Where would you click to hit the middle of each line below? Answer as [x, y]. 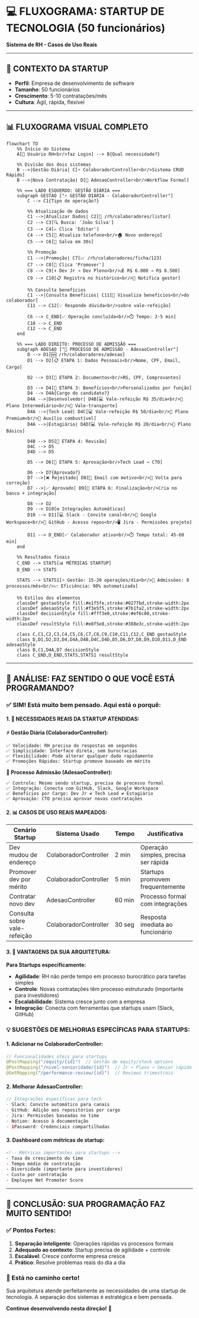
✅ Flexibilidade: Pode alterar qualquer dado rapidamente [80, 756]
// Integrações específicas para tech [54, 1099]
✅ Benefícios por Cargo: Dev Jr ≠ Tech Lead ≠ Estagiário [80, 794]
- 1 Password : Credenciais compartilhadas [58, 1127]
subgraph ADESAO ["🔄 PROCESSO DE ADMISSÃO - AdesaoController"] [98, 349]
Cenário [25, 830]
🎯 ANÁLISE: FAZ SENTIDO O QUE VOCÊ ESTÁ [91, 678]
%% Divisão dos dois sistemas [54, 164]
